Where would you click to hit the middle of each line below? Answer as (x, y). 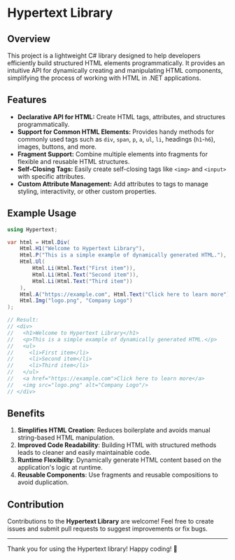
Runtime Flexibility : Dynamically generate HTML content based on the (119, 460)
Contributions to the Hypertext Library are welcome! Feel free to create (111, 521)
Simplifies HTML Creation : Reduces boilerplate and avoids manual (114, 430)
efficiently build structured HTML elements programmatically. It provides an (116, 63)
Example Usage (42, 213)
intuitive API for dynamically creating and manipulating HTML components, (115, 70)
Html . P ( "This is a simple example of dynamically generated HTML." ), (123, 255)
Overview (29, 39)
